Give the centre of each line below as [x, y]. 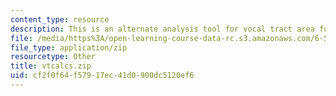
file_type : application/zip [69, 47]
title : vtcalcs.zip [51, 66]
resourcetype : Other [53, 57]
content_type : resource [60, 19]
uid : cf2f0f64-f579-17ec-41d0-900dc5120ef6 [102, 76]
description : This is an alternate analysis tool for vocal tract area [162, 29]
